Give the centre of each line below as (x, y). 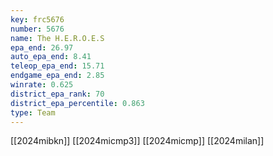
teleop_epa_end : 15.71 (57, 66)
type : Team (33, 112)
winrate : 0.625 (42, 85)
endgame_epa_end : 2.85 (57, 76)
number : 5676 (37, 29)
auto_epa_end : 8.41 (51, 57)
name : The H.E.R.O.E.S (57, 38)
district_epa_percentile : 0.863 (77, 103)
